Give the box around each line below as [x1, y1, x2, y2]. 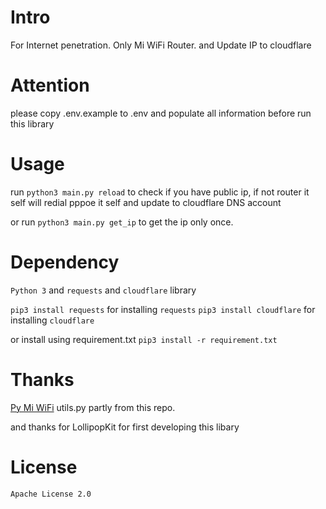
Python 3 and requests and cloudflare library [10, 284, 197, 296]
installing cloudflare [10, 314, 95, 326]
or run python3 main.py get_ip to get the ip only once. [10, 216, 234, 228]
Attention [10, 74, 90, 97]
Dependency [10, 251, 120, 273]
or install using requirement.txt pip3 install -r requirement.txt [10, 333, 278, 345]
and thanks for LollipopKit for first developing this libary [10, 421, 240, 433]
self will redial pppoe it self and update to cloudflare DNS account [10, 196, 282, 208]
